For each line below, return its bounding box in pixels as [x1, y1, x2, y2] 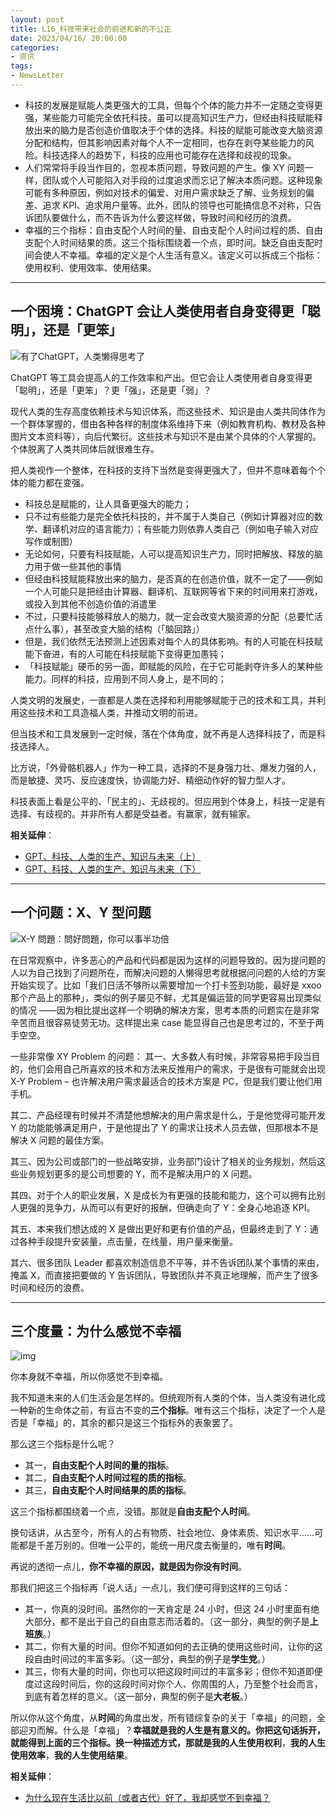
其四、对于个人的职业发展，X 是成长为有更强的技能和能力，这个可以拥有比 [10, 1189, 317, 1201]
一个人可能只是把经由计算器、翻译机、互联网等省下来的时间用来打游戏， [24, 585, 323, 597]
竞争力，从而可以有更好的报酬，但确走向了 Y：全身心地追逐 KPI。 [44, 1201, 316, 1213]
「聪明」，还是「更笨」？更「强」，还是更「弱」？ [10, 384, 212, 396]
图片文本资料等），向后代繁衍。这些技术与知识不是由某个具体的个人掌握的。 [10, 430, 322, 442]
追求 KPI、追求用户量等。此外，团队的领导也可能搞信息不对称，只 [42, 199, 313, 211]
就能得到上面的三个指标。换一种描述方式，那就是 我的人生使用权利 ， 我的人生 [10, 1737, 326, 1749]
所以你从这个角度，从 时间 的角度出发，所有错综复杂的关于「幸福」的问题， [10, 1712, 317, 1724]
